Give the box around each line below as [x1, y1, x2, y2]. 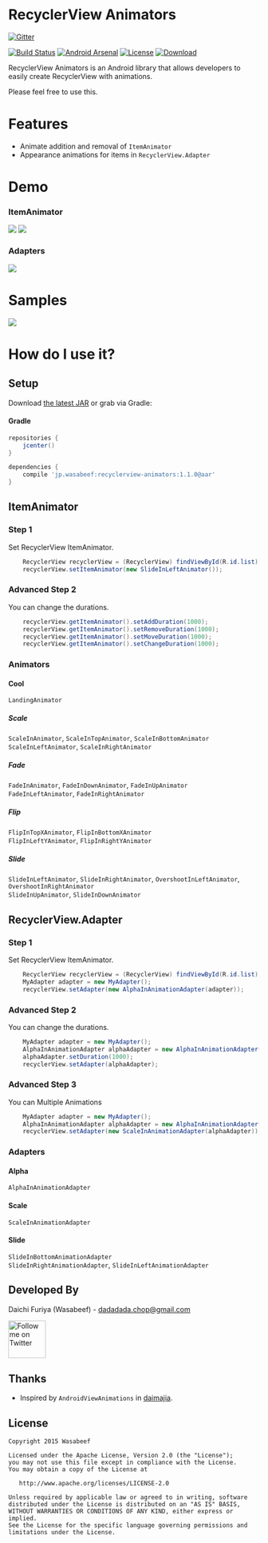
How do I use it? [8, 345, 116, 363]
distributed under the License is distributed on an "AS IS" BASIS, [8, 1501, 241, 1509]
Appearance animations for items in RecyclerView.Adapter [19, 149, 211, 159]
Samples [8, 291, 68, 309]
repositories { [8, 434, 59, 442]
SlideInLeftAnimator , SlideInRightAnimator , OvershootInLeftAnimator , [8, 874, 240, 884]
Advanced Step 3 [8, 1079, 77, 1090]
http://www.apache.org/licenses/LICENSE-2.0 [18, 1480, 170, 1488]
